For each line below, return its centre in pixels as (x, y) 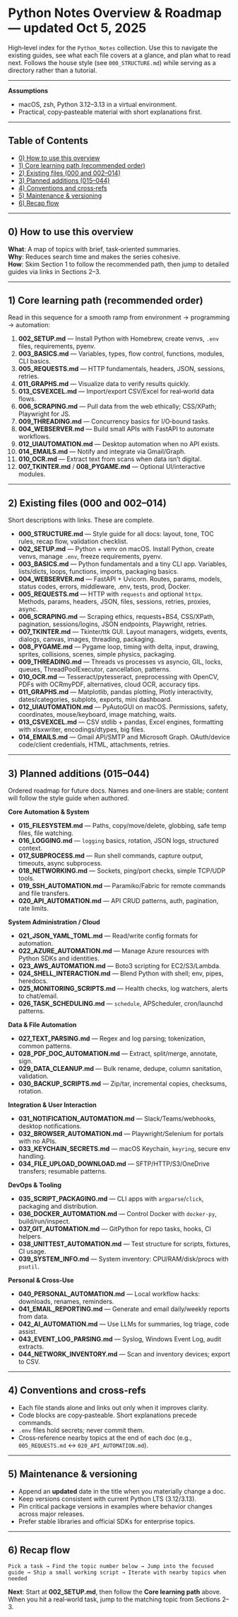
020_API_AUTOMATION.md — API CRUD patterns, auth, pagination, (118, 901)
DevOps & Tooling (35, 1185)
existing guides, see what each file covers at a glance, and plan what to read (119, 55)
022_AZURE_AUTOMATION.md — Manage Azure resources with (113, 951)
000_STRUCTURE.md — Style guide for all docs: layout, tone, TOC (116, 534)
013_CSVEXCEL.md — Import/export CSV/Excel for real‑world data (116, 392)
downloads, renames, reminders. (66, 1301)
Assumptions (28, 91)
